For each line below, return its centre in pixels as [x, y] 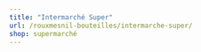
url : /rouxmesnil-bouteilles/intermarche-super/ [101, 26]
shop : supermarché [43, 33]
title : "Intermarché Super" [61, 17]
